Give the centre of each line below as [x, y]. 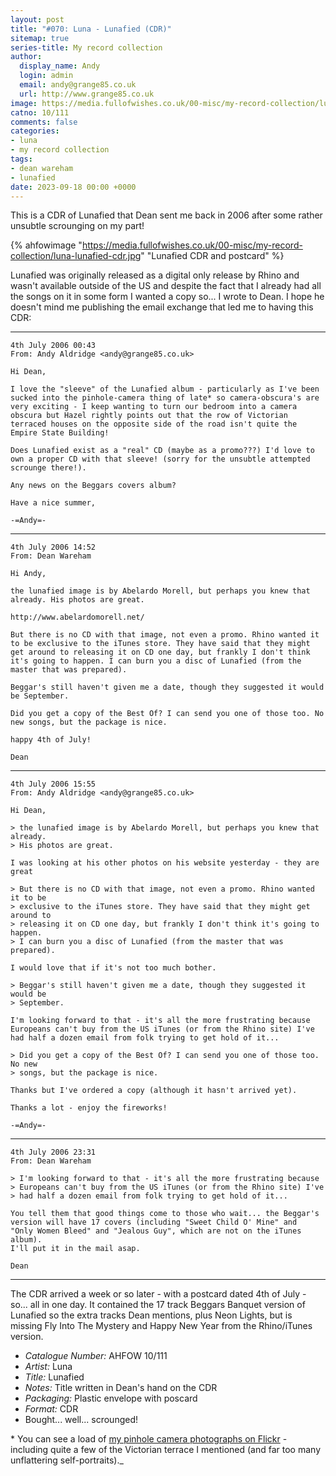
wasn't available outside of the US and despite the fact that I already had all [166, 286]
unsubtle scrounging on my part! [77, 226]
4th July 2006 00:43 [53, 346]
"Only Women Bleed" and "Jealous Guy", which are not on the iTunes [156, 1231]
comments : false [44, 122]
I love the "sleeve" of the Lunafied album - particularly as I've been [165, 389]
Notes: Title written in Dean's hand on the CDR [121, 1388]
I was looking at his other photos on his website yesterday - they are [165, 863]
